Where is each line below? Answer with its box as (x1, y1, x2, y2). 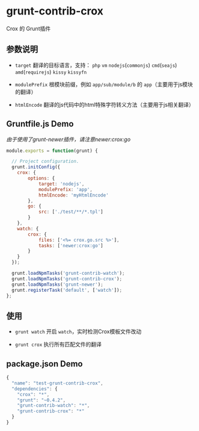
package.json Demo (6, 359, 83, 369)
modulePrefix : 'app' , (38, 186, 93, 192)
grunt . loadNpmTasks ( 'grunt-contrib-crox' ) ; (11, 275, 122, 282)
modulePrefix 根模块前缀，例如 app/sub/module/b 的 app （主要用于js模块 (14, 80, 194, 88)
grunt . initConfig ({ (11, 164, 61, 170)
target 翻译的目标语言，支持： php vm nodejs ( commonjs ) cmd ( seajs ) (14, 61, 177, 69)
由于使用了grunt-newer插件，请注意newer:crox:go (6, 136, 131, 143)
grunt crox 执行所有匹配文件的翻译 (14, 341, 102, 348)
